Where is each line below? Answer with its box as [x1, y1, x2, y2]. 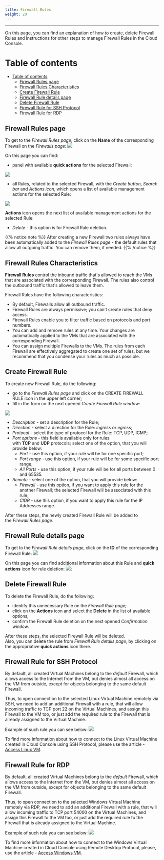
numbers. [12, 322, 32, 328]
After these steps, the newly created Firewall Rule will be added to [5, 512, 138, 518]
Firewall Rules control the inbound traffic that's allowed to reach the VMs [5, 272, 153, 278]
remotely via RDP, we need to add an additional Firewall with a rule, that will [5, 804, 157, 810]
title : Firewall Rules [5, 7, 51, 12]
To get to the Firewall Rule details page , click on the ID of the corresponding [5, 545, 159, 550]
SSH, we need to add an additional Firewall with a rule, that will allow [5, 701, 143, 707]
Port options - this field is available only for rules [12, 435, 110, 441]
